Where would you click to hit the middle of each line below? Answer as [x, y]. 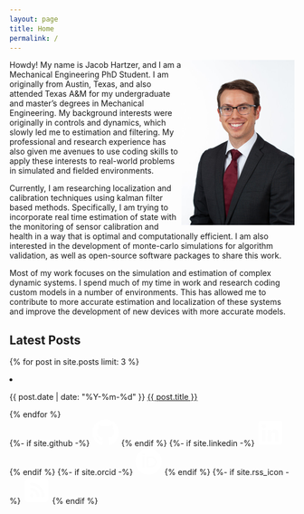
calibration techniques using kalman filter [86, 198]
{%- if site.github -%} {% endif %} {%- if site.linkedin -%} [132, 443]
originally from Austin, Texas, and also [81, 84]
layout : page [34, 19]
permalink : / [34, 38]
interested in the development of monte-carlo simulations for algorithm [142, 246]
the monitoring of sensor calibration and [84, 227]
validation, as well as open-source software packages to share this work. [146, 256]
